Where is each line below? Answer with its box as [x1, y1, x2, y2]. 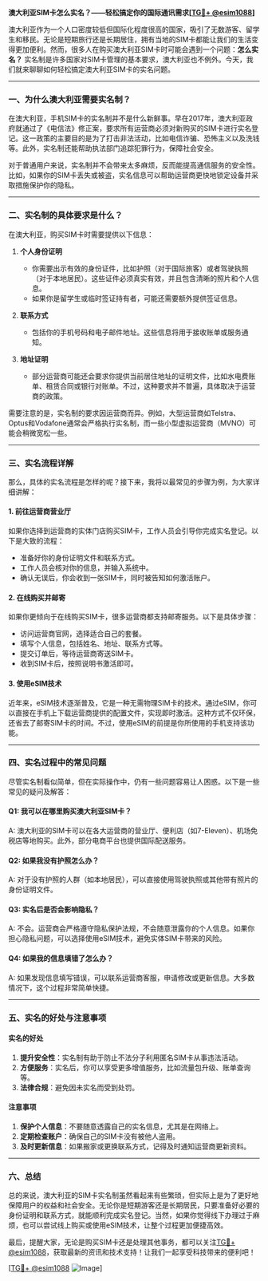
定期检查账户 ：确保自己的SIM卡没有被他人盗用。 [19, 1131, 180, 1141]
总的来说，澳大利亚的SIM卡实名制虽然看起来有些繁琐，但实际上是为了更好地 [8, 1191, 259, 1200]
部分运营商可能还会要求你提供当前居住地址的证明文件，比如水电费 [31, 371, 249, 381]
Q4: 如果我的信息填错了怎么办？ [8, 954, 114, 963]
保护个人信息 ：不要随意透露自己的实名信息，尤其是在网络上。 [19, 1121, 223, 1131]
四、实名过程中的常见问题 [8, 757, 107, 769]
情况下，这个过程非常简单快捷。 [8, 982, 113, 992]
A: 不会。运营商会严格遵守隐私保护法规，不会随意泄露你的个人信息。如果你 [8, 923, 255, 933]
